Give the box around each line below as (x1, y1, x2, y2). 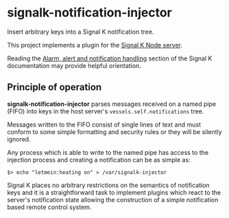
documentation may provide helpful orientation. (7, 61, 142, 69)
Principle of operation (7, 81, 102, 94)
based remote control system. (7, 203, 92, 211)
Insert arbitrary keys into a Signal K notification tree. (7, 28, 154, 36)
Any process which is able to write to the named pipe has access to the (7, 148, 209, 156)
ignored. (7, 135, 31, 143)
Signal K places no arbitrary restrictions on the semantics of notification (7, 181, 210, 189)
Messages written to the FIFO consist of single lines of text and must (7, 120, 201, 129)
